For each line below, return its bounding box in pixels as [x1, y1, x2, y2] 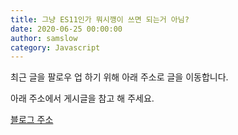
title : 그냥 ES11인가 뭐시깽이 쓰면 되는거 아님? [10, 14, 190, 25]
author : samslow [10, 33, 78, 43]
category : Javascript [10, 42, 101, 53]
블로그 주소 [10, 114, 54, 126]
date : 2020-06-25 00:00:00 [10, 24, 123, 34]
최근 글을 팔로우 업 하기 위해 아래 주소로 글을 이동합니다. [10, 71, 229, 83]
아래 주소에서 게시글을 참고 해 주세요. [10, 92, 155, 105]
